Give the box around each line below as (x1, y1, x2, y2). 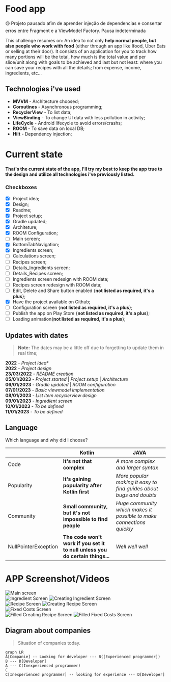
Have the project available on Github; (12, 299, 91, 305)
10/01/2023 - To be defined (5, 403, 64, 409)
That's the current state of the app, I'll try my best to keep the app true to (5, 166, 163, 172)
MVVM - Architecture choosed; (12, 98, 79, 104)
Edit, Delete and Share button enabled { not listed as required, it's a (12, 287, 154, 294)
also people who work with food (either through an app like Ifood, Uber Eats (5, 43, 166, 49)
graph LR (5, 649, 24, 655)
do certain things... (63, 553, 110, 560)
